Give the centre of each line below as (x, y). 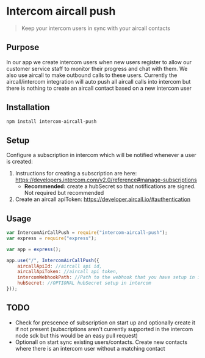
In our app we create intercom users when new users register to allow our (99, 62)
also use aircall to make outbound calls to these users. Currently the (92, 75)
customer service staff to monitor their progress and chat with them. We (97, 68)
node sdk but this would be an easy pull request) (77, 335)
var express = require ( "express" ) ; (52, 238)
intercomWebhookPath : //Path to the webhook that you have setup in (106, 277)
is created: (20, 162)
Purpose (23, 47)
